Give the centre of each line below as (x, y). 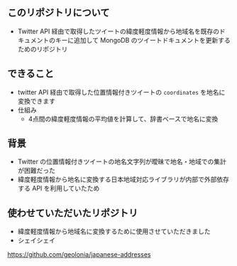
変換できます (36, 101)
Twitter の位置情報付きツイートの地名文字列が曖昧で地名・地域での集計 (122, 161)
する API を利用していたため (59, 188)
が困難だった (36, 171)
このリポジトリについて (59, 13)
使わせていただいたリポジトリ (73, 213)
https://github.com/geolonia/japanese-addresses (79, 255)
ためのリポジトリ (43, 49)
